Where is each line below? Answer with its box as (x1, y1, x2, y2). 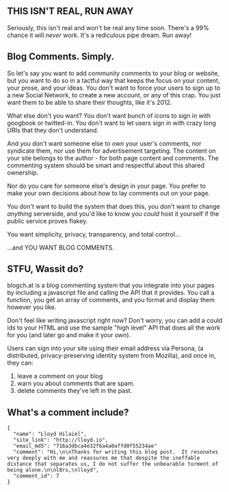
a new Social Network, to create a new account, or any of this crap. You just (7, 90, 221, 99)
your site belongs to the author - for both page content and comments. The (7, 153, 219, 162)
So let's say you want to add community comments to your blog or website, (7, 69, 220, 77)
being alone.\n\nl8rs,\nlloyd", (7, 467, 99, 473)
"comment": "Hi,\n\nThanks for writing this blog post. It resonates (13, 449, 219, 456)
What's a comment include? (7, 406, 129, 418)
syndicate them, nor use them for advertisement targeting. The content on (7, 147, 217, 155)
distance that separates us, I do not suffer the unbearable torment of (7, 460, 219, 468)
